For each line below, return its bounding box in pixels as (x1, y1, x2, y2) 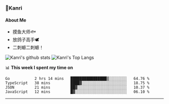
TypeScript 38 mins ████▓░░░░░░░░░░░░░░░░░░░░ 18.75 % (5, 80, 150, 86)
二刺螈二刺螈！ (12, 45, 44, 51)
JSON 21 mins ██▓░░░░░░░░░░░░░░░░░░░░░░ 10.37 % (5, 85, 150, 90)
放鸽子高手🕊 (12, 37, 39, 43)
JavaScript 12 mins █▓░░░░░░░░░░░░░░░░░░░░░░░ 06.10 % (5, 89, 150, 94)
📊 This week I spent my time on (5, 65, 73, 71)
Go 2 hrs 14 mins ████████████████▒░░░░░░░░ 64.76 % (5, 76, 150, 81)
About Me (5, 17, 27, 23)
